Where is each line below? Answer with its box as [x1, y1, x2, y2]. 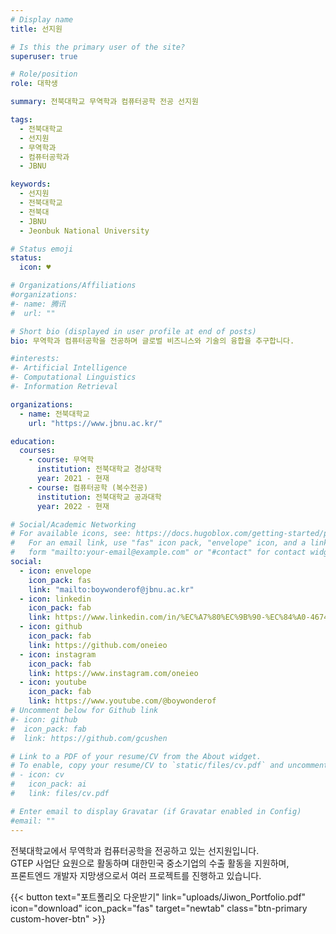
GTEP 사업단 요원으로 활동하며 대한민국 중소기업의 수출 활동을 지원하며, [10, 857, 290, 869]
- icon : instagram [19, 649, 97, 660]
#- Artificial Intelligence [10, 363, 128, 373]
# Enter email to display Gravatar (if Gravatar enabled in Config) [10, 806, 302, 816]
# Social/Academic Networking [10, 519, 137, 530]
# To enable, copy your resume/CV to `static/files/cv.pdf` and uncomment [10, 761, 329, 771]
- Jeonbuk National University [19, 226, 150, 236]
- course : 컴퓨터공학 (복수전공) [28, 482, 149, 493]
